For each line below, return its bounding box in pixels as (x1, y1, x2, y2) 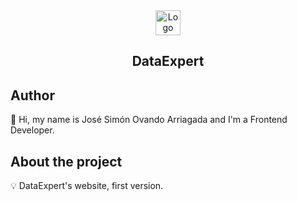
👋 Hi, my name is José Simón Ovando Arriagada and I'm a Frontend (10, 114, 288, 126)
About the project (10, 153, 123, 170)
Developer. (10, 124, 55, 136)
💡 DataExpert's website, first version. (10, 180, 164, 192)
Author (10, 87, 55, 104)
